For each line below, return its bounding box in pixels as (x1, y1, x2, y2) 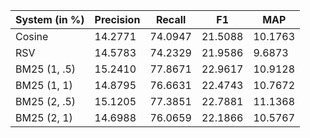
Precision (94, 13, 141, 26)
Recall (155, 13, 187, 26)
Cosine (15, 30, 49, 43)
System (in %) (15, 13, 85, 26)
